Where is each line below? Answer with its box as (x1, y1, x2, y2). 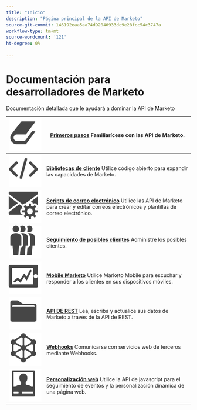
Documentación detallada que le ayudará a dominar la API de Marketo (6, 105, 175, 112)
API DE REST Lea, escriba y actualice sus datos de (46, 308, 169, 315)
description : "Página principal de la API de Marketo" (6, 15, 143, 22)
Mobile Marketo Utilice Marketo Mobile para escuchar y (46, 272, 182, 279)
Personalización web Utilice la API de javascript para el (46, 376, 181, 383)
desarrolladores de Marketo (6, 85, 145, 99)
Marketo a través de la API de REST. (46, 314, 133, 321)
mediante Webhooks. (46, 349, 98, 356)
